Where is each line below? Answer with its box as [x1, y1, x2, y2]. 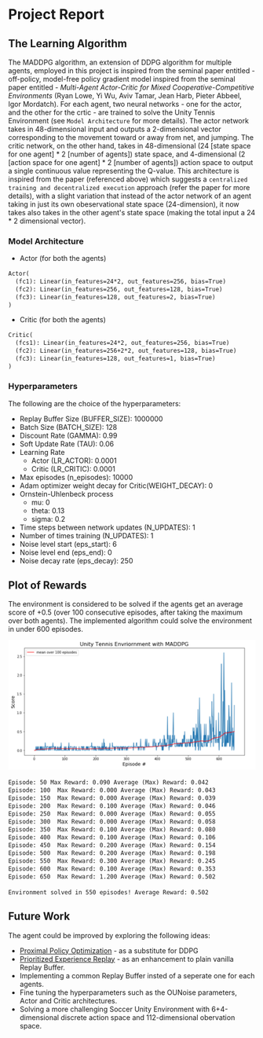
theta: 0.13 [31, 505, 65, 515]
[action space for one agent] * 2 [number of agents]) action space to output [8, 158, 254, 167]
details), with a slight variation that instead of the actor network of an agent [8, 191, 252, 200]
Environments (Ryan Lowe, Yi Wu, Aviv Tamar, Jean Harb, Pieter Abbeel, [8, 91, 242, 100]
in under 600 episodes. [8, 625, 84, 634]
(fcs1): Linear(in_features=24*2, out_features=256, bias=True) [15, 339, 230, 347]
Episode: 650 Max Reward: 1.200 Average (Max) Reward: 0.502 [8, 872, 216, 881]
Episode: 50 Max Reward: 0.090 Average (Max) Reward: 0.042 [8, 778, 210, 787]
